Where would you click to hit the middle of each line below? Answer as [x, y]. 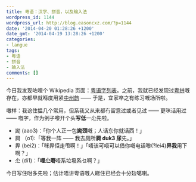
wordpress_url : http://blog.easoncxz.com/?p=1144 [69, 23]
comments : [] [22, 73]
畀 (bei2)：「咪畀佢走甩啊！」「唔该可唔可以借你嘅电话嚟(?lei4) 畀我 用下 [101, 146]
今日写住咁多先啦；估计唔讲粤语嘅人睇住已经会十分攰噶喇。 [79, 173]
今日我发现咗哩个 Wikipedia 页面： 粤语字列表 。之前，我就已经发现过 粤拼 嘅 [98, 91]
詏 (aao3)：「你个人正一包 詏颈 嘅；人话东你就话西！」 [80, 131]
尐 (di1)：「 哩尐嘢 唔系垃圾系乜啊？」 [59, 161]
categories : [21, 39]
